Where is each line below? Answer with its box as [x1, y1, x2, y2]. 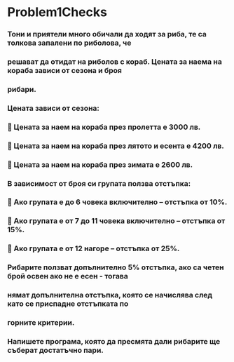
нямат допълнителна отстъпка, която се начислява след [7, 290, 213, 300]
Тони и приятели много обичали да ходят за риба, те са [7, 29, 207, 39]
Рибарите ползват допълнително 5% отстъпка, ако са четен [7, 262, 224, 272]
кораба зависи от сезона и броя [7, 66, 123, 76]
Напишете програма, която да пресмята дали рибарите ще [7, 337, 221, 347]
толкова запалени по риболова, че [7, 38, 132, 48]
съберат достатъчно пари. [7, 345, 104, 355]
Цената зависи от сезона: [7, 103, 100, 113]
